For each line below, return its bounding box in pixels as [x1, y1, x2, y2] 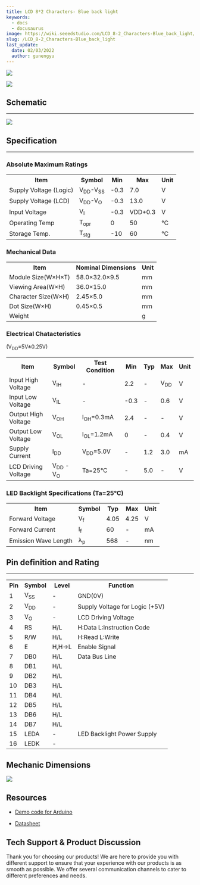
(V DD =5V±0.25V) [6, 343, 48, 351]
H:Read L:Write [77, 633, 120, 641]
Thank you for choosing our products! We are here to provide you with [6, 853, 179, 860]
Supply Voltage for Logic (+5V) [77, 602, 165, 610]
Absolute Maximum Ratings [6, 160, 88, 169]
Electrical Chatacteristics [6, 329, 82, 338]
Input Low [9, 392, 37, 401]
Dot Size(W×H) [9, 302, 52, 310]
